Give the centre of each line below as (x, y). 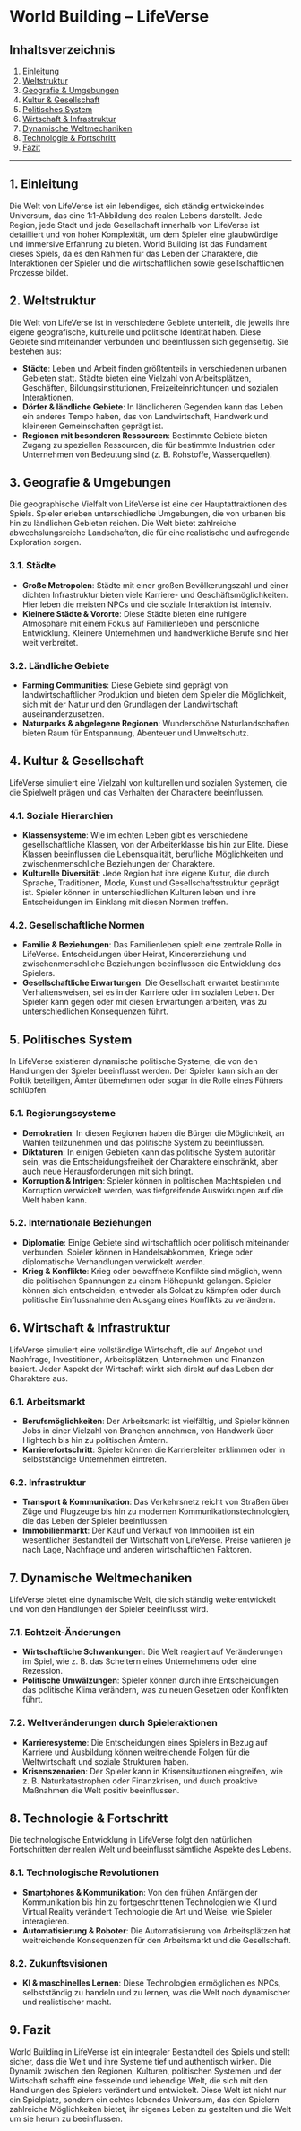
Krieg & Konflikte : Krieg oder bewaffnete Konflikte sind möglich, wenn (152, 1271)
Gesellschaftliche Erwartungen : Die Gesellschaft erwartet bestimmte (151, 983)
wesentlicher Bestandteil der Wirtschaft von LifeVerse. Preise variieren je (157, 1540)
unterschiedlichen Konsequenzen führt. (95, 1011)
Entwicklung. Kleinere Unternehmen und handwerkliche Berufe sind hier (155, 633)
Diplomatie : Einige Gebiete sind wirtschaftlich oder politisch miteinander (156, 1242)
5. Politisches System (71, 1039)
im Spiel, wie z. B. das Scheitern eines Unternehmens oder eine (139, 1661)
